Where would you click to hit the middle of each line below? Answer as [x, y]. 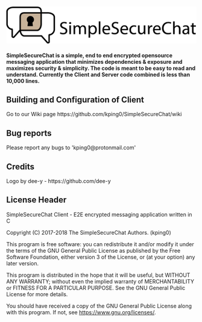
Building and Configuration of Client [75, 100]
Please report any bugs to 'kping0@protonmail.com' [71, 147]
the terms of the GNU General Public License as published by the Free [93, 250]
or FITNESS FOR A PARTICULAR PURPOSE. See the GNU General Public [96, 288]
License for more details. [37, 294]
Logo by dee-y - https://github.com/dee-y [58, 181]
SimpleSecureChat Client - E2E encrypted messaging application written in [99, 214]
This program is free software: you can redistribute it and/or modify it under [100, 244]
